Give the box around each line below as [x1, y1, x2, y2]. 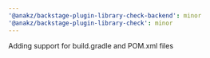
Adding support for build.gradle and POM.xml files [8, 41, 174, 50]
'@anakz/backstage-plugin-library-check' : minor [8, 19, 173, 27]
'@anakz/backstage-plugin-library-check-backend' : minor [8, 11, 202, 20]
